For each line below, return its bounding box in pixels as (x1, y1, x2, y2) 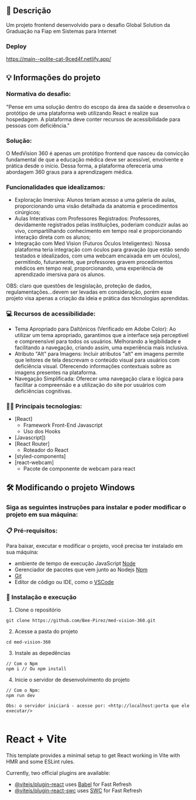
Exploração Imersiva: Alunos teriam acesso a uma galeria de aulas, (14, 197, 176, 204)
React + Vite (6, 733, 67, 746)
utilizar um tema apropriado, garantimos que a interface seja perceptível (14, 331, 189, 338)
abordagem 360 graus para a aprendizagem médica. (6, 169, 133, 176)
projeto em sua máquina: (6, 510, 78, 519)
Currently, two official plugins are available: (6, 769, 111, 776)
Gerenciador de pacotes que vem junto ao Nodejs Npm (14, 566, 148, 573)
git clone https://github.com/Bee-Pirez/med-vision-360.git (6, 617, 156, 623)
